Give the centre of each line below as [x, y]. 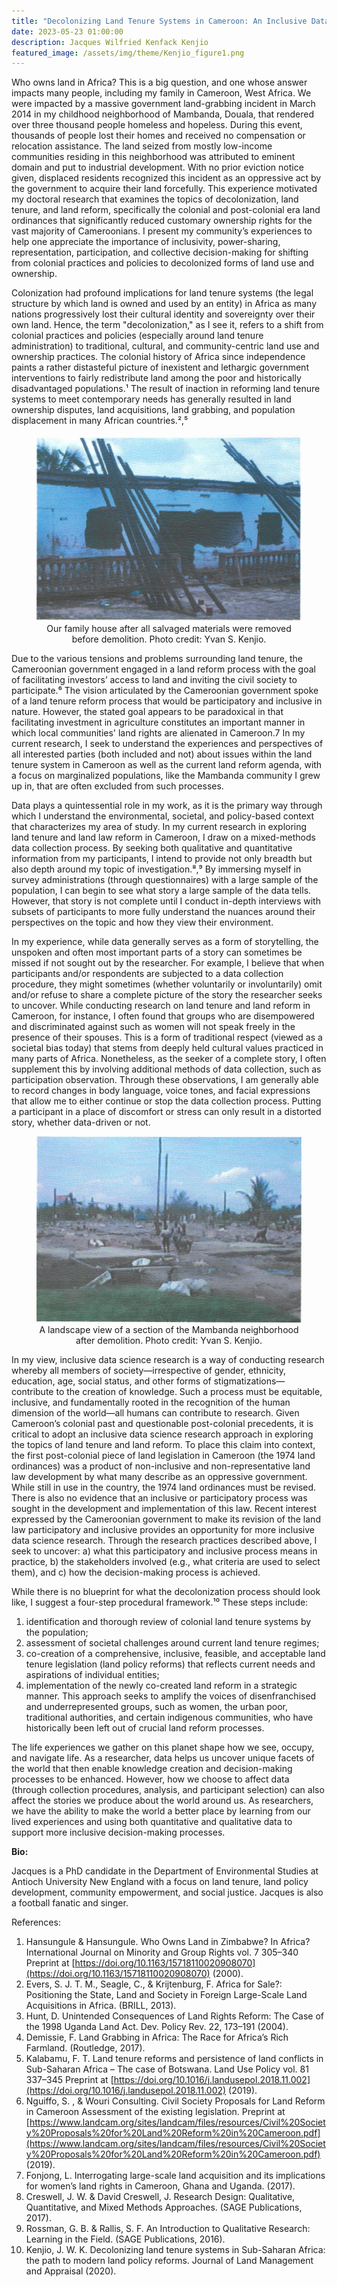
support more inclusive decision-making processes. [118, 1832]
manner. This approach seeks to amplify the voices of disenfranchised [171, 1696]
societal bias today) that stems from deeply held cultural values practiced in [167, 1047]
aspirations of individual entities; [92, 1674]
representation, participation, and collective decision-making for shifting [160, 252]
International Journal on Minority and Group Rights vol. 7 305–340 [162, 1952]
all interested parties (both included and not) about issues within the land [162, 754]
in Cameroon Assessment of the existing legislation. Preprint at [155, 2111]
